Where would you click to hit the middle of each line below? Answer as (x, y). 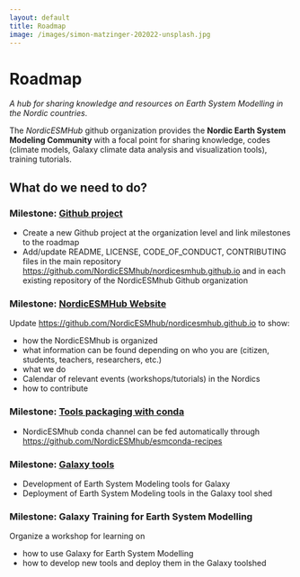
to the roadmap (51, 242)
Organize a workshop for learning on (77, 537)
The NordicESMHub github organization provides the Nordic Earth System (148, 130)
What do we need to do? (79, 187)
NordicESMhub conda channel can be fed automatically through (141, 431)
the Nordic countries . (49, 113)
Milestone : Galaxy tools (62, 464)
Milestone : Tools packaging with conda (97, 412)
